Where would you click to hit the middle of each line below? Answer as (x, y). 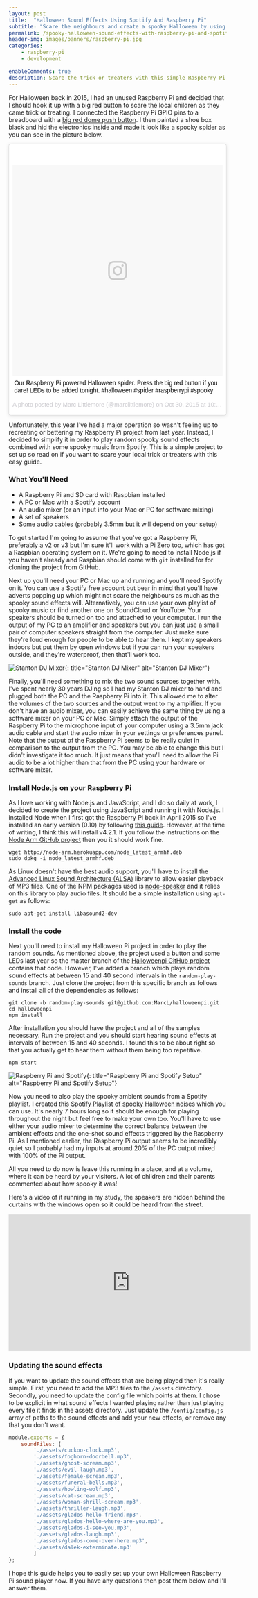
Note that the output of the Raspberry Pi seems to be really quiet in (104, 740)
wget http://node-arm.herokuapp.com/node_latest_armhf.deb (95, 852)
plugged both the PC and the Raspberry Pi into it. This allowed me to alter (113, 696)
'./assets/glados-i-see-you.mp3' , (83, 1528)
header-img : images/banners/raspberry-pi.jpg (75, 40)
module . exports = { (37, 1438)
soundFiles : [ (41, 1444)
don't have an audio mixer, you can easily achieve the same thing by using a (117, 710)
